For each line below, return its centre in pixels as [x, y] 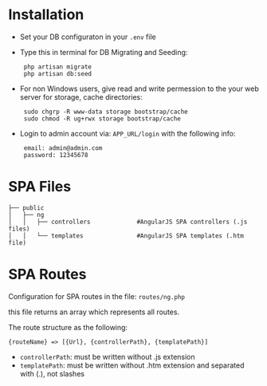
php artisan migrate [57, 67]
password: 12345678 [56, 155]
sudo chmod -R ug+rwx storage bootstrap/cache [102, 118]
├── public [26, 208]
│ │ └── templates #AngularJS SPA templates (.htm [126, 236]
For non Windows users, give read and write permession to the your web [139, 89]
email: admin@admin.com [63, 148]
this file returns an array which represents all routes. [94, 312]
